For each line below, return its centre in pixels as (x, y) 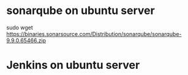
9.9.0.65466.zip (26, 40)
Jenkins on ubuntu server (73, 65)
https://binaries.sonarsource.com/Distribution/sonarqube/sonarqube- (94, 34)
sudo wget (20, 27)
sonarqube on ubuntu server (81, 11)
